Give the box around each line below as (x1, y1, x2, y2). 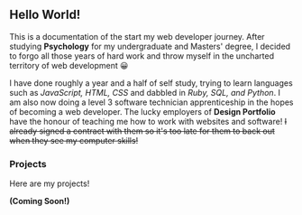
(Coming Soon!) (9, 196, 70, 207)
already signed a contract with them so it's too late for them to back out (9, 126, 275, 136)
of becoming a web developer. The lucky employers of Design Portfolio (9, 106, 277, 117)
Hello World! (9, 7, 81, 23)
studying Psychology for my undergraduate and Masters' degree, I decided (9, 41, 291, 51)
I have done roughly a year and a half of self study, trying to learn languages (9, 77, 293, 89)
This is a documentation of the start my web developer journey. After (9, 31, 265, 42)
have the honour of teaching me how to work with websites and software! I (9, 116, 288, 126)
